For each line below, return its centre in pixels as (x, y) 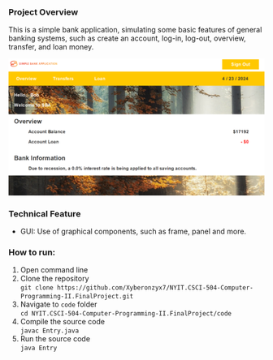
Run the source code (55, 339)
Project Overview (43, 12)
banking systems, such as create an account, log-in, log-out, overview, (127, 38)
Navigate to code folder (58, 304)
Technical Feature (45, 213)
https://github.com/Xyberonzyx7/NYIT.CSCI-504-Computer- (155, 288)
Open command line (54, 270)
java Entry (39, 348)
